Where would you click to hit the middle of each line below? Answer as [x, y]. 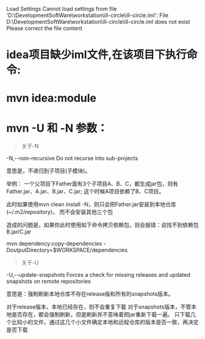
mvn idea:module [51, 98]
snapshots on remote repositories [49, 281]
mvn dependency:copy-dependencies [54, 244]
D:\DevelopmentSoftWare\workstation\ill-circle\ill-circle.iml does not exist [98, 22]
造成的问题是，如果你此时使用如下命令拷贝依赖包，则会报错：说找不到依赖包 [103, 225]
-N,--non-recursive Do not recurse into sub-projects [72, 159]
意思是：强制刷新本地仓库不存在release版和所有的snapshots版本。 [90, 294]
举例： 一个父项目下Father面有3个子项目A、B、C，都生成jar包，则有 [92, 184]
